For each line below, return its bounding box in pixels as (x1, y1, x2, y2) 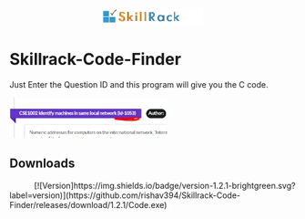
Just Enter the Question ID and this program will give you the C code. (9, 79, 269, 90)
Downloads (9, 156, 76, 172)
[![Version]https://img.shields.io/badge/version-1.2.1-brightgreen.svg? (34, 180, 296, 191)
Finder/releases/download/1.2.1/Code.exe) (9, 199, 168, 210)
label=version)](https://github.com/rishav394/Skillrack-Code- (9, 190, 241, 201)
